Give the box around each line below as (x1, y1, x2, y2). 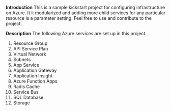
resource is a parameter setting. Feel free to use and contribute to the (6, 15, 152, 21)
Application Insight (13, 73, 53, 78)
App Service (13, 62, 40, 68)
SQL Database (13, 94, 44, 100)
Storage (13, 100, 30, 106)
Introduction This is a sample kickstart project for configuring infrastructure (6, 5, 165, 10)
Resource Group (13, 40, 48, 46)
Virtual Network (13, 51, 46, 57)
